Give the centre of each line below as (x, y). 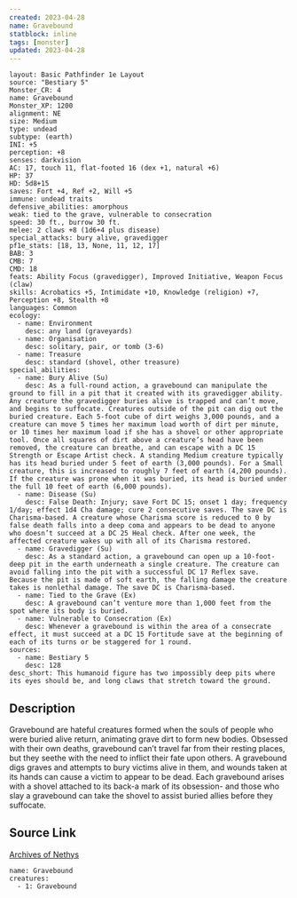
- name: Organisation (57, 339)
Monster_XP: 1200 (41, 106)
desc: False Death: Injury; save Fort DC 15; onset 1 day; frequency (156, 503)
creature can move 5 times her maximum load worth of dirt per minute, (144, 425)
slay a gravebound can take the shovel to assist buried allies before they (141, 795)
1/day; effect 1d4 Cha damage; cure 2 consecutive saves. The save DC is (148, 510)
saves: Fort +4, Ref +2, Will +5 (71, 192)
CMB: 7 (21, 262)
